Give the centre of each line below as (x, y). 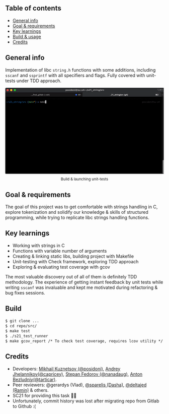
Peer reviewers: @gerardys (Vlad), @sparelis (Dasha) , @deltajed (79, 385)
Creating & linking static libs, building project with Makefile (73, 256)
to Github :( (24, 406)
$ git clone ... (22, 321)
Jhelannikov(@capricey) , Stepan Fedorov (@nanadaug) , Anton (77, 374)
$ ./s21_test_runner (27, 336)
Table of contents (33, 8)
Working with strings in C (39, 245)
